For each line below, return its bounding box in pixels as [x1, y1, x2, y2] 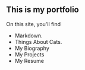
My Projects [14, 50, 45, 58]
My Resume [14, 57, 45, 64]
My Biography [14, 44, 49, 52]
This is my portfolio [6, 5, 79, 15]
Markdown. [14, 32, 43, 39]
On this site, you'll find [6, 20, 61, 27]
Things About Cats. [14, 38, 62, 45]
